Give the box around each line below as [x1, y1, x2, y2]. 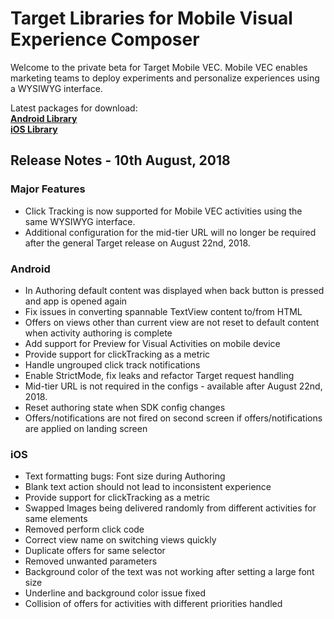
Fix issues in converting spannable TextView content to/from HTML [24, 305, 303, 317]
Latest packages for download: [10, 102, 138, 114]
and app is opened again [24, 295, 128, 307]
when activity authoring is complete [24, 327, 173, 339]
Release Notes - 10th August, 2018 [10, 152, 231, 169]
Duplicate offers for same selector [24, 545, 166, 557]
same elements [24, 513, 88, 525]
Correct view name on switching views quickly [24, 534, 217, 546]
